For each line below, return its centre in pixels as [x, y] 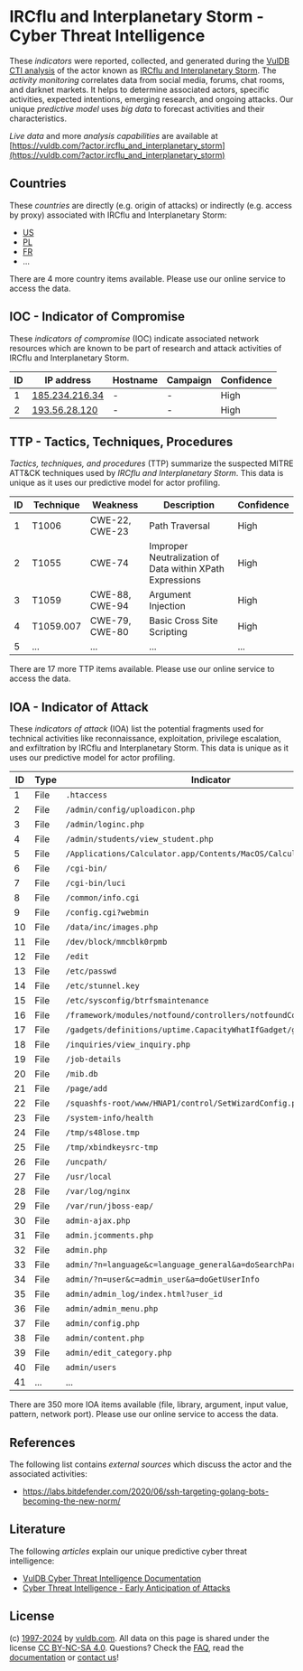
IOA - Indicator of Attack [79, 707]
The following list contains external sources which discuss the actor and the [151, 1464]
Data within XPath [187, 569]
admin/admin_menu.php [112, 1309]
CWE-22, [110, 520]
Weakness [115, 505]
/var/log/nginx [98, 1191]
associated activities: [49, 1474]
